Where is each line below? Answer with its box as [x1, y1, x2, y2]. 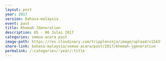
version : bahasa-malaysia [5, 16, 58, 21]
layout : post [5, 7, 32, 12]
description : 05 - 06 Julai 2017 [5, 30, 74, 35]
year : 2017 [5, 12, 28, 17]
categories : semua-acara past [5, 35, 68, 40]
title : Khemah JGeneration [5, 26, 61, 30]
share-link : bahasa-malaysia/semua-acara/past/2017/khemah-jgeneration [5, 44, 156, 49]
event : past [5, 21, 30, 26]
